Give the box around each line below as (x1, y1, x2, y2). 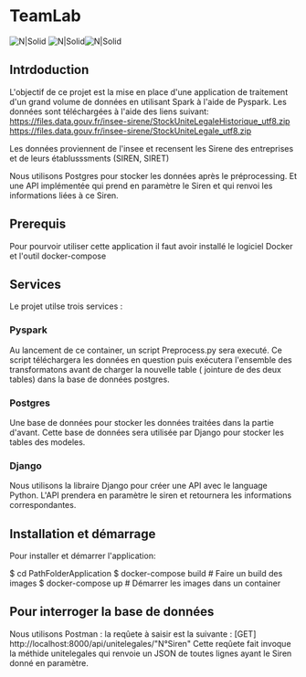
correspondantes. (9, 500, 77, 511)
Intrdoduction (9, 62, 90, 78)
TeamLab (9, 5, 82, 26)
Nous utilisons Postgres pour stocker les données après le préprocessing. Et (9, 170, 298, 181)
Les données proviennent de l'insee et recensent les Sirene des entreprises (9, 143, 294, 153)
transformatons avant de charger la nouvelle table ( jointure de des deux (9, 364, 281, 375)
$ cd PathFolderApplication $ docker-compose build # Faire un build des (9, 568, 283, 579)
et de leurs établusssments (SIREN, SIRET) (9, 153, 170, 164)
